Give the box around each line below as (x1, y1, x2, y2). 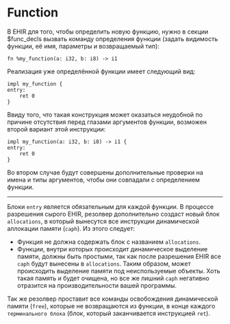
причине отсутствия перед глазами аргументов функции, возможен (7, 118, 207, 126)
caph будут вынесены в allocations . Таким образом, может (16, 259, 191, 268)
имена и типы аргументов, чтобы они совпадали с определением (7, 175, 201, 184)
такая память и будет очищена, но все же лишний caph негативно (16, 274, 210, 282)
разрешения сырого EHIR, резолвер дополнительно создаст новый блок (7, 210, 220, 218)
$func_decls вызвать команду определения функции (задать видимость (7, 34, 218, 42)
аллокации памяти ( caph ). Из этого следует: (7, 224, 136, 232)
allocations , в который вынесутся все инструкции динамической (7, 217, 200, 225)
